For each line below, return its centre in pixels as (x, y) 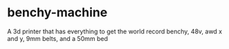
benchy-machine (57, 13)
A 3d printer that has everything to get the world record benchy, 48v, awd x (115, 31)
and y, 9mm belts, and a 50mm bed (58, 38)
